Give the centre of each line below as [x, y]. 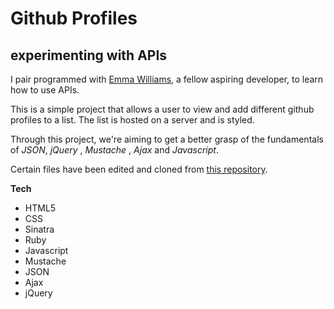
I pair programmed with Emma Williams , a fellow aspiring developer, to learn [167, 79]
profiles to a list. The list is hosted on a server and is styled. [132, 120]
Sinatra [39, 229]
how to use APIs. [45, 90]
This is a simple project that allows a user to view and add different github [162, 109]
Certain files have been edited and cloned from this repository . [139, 169]
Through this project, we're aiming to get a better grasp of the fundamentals [167, 139]
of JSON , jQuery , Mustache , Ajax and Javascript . [114, 150]
